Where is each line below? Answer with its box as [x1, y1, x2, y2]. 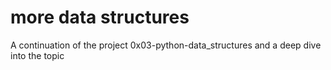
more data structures [10, 6, 190, 29]
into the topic [10, 49, 65, 61]
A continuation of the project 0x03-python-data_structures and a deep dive [10, 39, 322, 51]
